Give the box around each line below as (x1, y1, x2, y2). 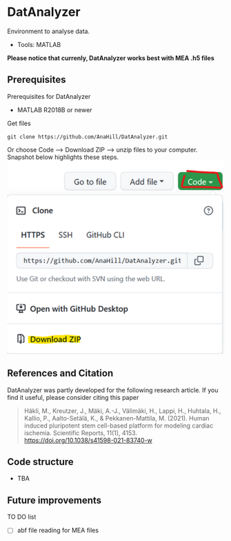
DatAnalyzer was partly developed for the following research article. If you (7, 385, 219, 394)
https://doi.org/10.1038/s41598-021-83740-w (23, 436, 153, 444)
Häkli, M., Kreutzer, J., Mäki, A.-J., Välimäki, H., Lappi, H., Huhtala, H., (23, 406, 221, 415)
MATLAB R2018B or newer (17, 105, 92, 114)
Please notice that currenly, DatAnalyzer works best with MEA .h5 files (7, 53, 215, 62)
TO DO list (7, 513, 37, 521)
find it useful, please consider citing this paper (7, 393, 139, 401)
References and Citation (7, 367, 114, 379)
